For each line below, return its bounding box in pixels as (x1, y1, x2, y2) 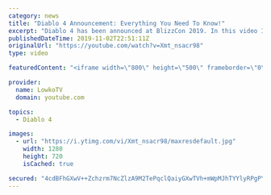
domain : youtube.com (15, 93, 85, 102)
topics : (8, 108, 35, 116)
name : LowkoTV (15, 85, 63, 93)
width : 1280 (23, 145, 63, 153)
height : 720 (23, 152, 63, 160)
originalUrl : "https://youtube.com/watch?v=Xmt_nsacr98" (8, 42, 204, 50)
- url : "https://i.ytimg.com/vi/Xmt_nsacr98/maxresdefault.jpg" (15, 138, 236, 146)
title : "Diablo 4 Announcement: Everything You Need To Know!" (8, 19, 226, 27)
